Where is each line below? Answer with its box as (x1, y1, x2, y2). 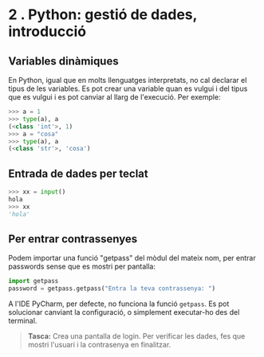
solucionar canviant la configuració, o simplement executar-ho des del (8, 308, 240, 317)
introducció (8, 22, 86, 41)
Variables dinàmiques (8, 54, 119, 68)
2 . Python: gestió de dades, (8, 6, 198, 24)
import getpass (8, 277, 59, 285)
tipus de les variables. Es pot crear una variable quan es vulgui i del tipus (8, 84, 248, 93)
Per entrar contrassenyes (8, 232, 138, 245)
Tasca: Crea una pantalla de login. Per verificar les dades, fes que (27, 331, 246, 341)
